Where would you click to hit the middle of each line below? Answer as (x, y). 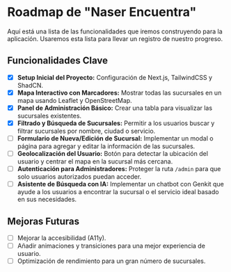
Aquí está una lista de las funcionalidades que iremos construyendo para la (115, 31)
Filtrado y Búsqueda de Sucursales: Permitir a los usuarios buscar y (116, 123)
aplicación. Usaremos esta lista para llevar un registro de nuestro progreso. (115, 38)
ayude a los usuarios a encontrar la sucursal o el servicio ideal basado (118, 192)
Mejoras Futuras (43, 221)
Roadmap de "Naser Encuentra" (102, 12)
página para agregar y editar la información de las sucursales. (106, 146)
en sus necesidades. (47, 200)
